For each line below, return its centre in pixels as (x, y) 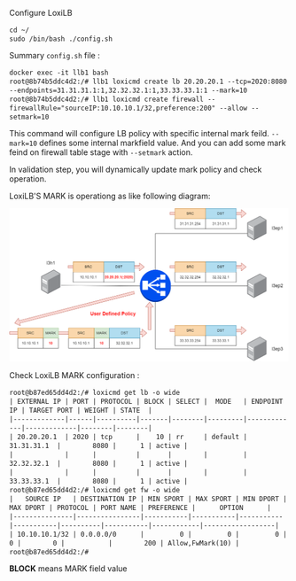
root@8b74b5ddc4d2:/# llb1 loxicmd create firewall (106, 99)
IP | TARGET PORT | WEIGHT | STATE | (81, 411)
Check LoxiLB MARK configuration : (74, 376)
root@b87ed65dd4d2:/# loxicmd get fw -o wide (94, 491)
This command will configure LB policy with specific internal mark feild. (140, 133)
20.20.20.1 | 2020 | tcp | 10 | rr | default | (132, 438)
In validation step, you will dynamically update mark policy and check (136, 169)
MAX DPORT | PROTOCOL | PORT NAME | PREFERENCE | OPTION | (140, 508)
